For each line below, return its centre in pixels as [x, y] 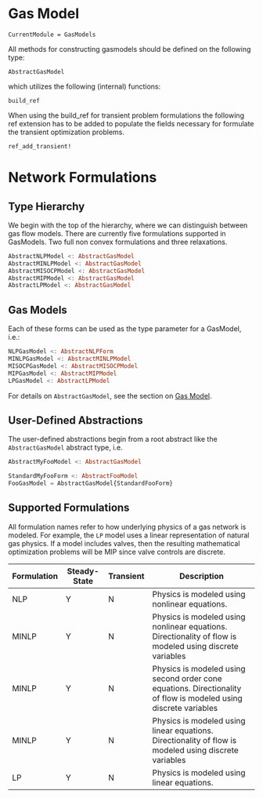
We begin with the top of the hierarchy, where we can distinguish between [128, 225]
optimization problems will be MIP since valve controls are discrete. [117, 552]
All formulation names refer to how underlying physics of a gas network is [127, 527]
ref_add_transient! [40, 146]
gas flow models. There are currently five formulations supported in [117, 233]
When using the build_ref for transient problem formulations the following [126, 115]
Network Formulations [83, 178]
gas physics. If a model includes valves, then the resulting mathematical [124, 543]
